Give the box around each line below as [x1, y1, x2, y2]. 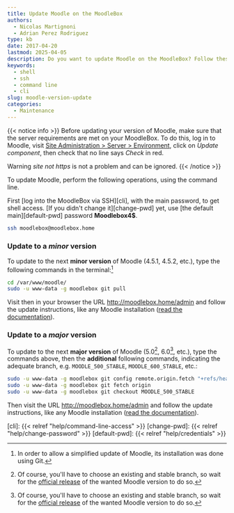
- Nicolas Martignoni [13, 23, 77, 30]
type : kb [7, 36, 33, 43]
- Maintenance [13, 107, 54, 114]
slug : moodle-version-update [7, 95, 92, 102]
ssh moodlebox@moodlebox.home [7, 224, 95, 232]
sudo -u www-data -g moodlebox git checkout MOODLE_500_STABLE [7, 388, 195, 395]
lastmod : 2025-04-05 [7, 49, 68, 56]
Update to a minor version [7, 241, 97, 251]
